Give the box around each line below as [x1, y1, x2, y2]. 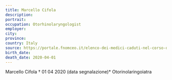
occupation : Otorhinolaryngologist [5, 21, 81, 27]
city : [5, 31, 17, 36]
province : [5, 36, 27, 41]
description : [5, 12, 33, 17]
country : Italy [5, 41, 38, 46]
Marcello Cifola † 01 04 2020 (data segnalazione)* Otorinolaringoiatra [5, 69, 152, 75]
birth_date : [5, 50, 31, 55]
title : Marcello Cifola [5, 7, 56, 13]
